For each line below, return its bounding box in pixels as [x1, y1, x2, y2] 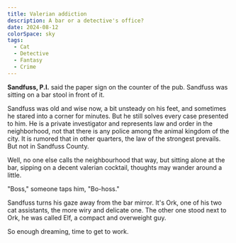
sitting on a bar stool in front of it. [7, 90, 105, 99]
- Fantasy [13, 57, 43, 64]
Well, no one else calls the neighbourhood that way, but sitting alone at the [7, 156, 225, 164]
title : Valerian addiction [7, 10, 87, 18]
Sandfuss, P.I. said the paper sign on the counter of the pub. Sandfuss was [7, 82, 228, 91]
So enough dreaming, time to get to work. [7, 227, 129, 235]
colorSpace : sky [7, 30, 55, 38]
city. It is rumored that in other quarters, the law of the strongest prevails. [7, 134, 221, 143]
